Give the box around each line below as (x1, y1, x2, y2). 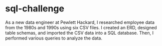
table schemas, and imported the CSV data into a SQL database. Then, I (5, 30, 154, 36)
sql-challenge (5, 3, 64, 14)
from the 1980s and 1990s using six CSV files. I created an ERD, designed (5, 24, 157, 30)
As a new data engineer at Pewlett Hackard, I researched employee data (5, 19, 154, 25)
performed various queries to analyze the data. (5, 35, 103, 41)
